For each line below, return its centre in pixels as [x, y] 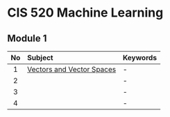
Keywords [140, 58]
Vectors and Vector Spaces [72, 69]
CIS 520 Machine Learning [85, 13]
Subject [40, 58]
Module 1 [27, 38]
